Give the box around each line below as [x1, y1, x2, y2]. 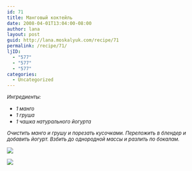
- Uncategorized [12, 77, 54, 83]
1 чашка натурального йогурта [15, 118, 91, 125]
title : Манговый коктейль [7, 15, 73, 21]
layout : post [7, 32, 40, 38]
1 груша [15, 112, 35, 119]
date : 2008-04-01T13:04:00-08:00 [7, 20, 92, 26]
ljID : [7, 49, 21, 55]
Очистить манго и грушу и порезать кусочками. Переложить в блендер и [7, 130, 187, 137]
